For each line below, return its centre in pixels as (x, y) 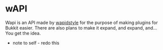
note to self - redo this (36, 42)
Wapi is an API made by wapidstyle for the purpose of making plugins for (82, 22)
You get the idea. (23, 33)
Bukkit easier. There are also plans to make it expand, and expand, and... (81, 27)
